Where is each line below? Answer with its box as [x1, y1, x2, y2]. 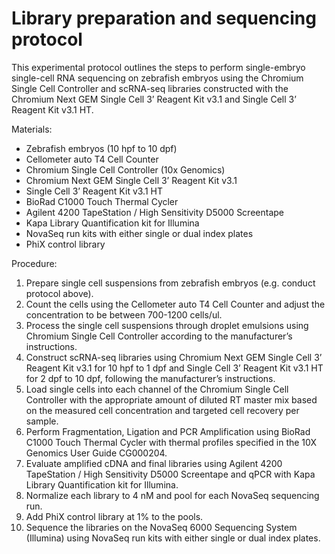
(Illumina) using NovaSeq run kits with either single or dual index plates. [25, 532, 321, 544]
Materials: [11, 123, 53, 135]
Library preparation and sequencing [11, 7, 317, 30]
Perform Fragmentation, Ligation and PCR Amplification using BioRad [25, 425, 311, 437]
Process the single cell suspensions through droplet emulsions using [25, 319, 309, 331]
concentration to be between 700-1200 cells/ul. [25, 308, 223, 321]
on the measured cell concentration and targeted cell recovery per [25, 404, 300, 416]
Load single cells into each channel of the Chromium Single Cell [25, 383, 289, 395]
